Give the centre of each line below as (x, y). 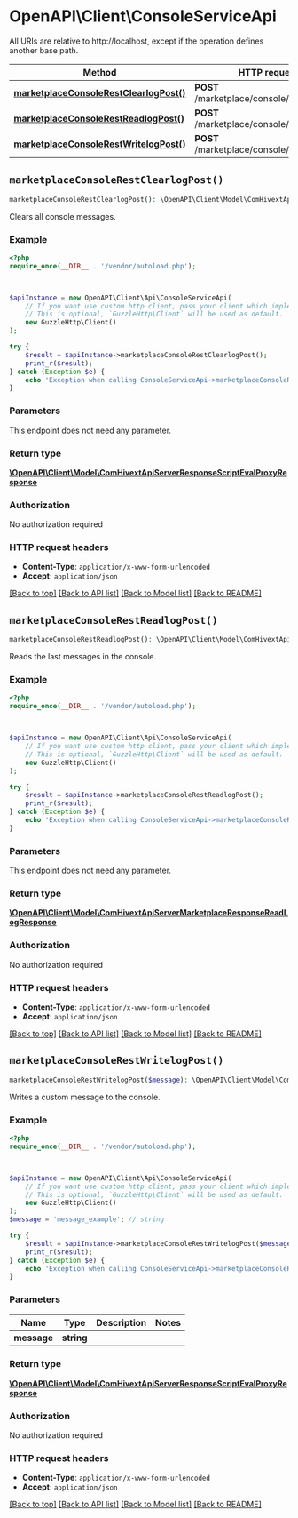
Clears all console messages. (63, 216)
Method (100, 72)
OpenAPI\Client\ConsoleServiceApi (143, 16)
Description (122, 1322)
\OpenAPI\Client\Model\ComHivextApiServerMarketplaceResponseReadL (149, 913)
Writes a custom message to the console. (85, 1097)
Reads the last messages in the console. (83, 657)
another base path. (44, 50)
